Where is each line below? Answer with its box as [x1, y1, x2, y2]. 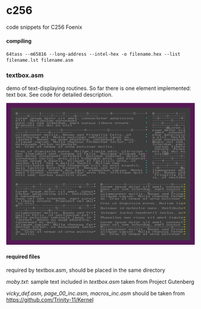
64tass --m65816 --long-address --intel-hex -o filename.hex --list [6, 52, 181, 58]
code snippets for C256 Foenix [6, 23, 83, 31]
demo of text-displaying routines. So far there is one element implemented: [6, 85, 191, 92]
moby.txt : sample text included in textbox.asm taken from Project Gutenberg [6, 278, 194, 285]
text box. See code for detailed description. [6, 91, 113, 98]
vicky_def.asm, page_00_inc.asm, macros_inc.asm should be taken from [6, 289, 185, 297]
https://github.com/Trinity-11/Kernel [6, 296, 94, 303]
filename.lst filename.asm [6, 58, 74, 64]
